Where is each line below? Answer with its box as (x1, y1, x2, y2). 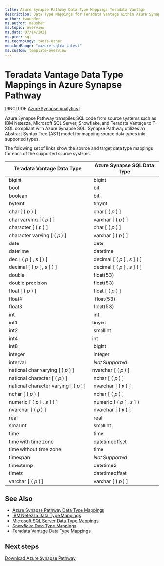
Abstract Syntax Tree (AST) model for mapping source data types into (5, 131, 146, 137)
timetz (9, 470, 23, 477)
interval (9, 359, 26, 366)
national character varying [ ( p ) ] (9, 383, 86, 389)
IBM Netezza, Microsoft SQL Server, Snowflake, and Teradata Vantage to (5, 121, 152, 126)
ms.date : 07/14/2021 (5, 30, 47, 35)
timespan (9, 454, 30, 461)
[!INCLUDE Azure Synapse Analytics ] (5, 106, 80, 112)
